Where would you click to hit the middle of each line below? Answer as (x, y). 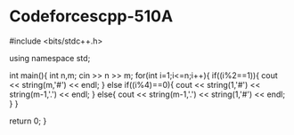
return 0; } (28, 121)
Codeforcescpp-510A (91, 16)
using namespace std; (50, 58)
